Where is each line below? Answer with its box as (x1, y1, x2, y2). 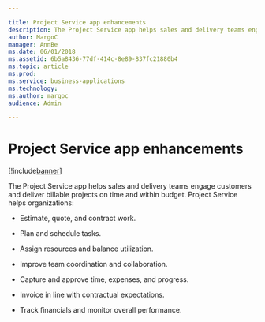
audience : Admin (8, 99, 62, 107)
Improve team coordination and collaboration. (19, 260, 168, 269)
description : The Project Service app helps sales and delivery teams (8, 25, 245, 34)
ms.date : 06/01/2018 (8, 48, 77, 56)
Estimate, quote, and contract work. (19, 214, 136, 223)
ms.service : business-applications (8, 77, 125, 85)
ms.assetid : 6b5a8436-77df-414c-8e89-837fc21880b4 (8, 55, 178, 63)
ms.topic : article (8, 62, 69, 71)
